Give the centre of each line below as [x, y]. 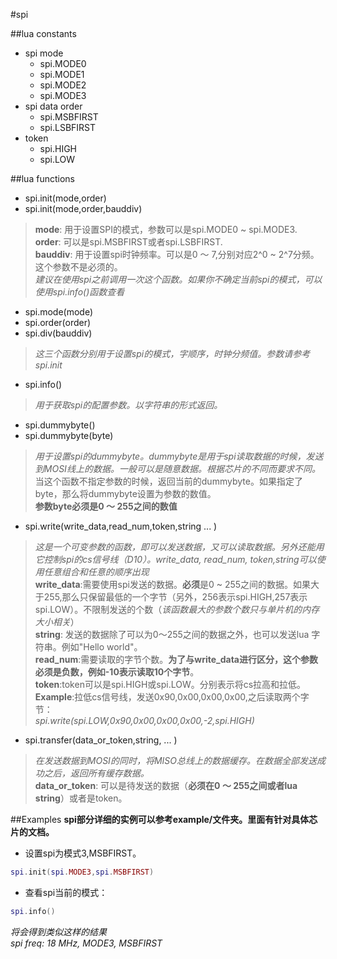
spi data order [53, 106]
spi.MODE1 [62, 74]
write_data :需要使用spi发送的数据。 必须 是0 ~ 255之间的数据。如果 [173, 584]
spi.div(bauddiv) [58, 333]
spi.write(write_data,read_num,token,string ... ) [121, 526]
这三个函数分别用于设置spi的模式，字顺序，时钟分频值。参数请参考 [172, 353]
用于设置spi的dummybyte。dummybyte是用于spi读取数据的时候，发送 [179, 456]
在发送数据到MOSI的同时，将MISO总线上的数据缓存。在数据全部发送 [175, 760]
